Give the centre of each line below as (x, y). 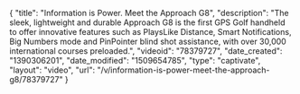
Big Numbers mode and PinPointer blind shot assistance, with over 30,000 (148, 41)
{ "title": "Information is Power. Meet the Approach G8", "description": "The (149, 13)
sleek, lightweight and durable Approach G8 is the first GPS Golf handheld (147, 22)
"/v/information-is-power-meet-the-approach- (183, 70)
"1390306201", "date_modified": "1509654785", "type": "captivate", (135, 60)
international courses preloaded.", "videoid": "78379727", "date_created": (146, 51)
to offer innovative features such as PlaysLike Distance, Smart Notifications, (150, 32)
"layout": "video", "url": (52, 70)
